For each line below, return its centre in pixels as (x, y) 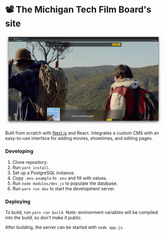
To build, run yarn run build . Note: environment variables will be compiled (82, 212)
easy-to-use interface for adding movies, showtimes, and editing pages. (79, 138)
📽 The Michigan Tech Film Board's (78, 10)
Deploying (18, 201)
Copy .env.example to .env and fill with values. (60, 178)
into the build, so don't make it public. (43, 218)
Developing (19, 151)
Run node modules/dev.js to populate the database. (65, 183)
